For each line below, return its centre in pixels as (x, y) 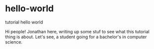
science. (14, 42)
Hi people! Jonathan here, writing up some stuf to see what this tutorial (77, 31)
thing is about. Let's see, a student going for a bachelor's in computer (76, 37)
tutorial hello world (24, 22)
